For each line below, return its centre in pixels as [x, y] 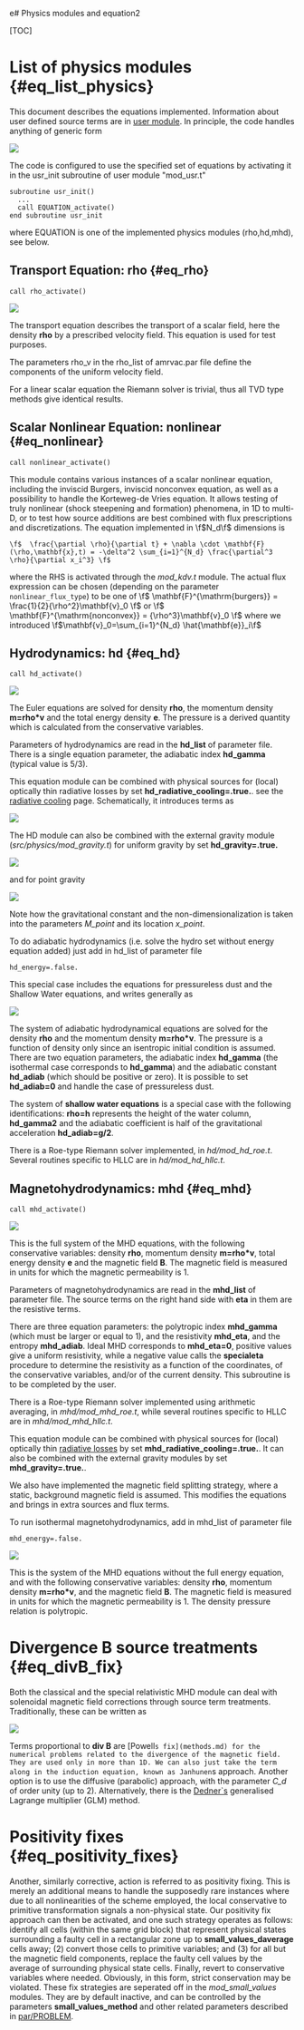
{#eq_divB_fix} [66, 1667]
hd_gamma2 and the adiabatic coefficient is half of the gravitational [136, 1123]
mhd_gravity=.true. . [48, 1468]
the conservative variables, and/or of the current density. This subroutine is [150, 1375]
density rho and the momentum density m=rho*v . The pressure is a [136, 1038]
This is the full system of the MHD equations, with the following [128, 1243]
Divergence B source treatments [133, 1648]
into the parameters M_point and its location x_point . [107, 924]
